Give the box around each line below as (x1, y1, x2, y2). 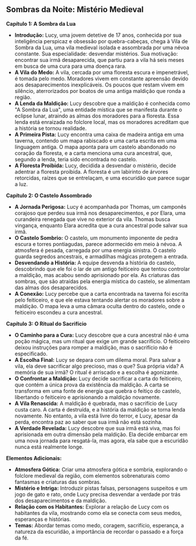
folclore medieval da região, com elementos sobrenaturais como (14, 472, 170, 479)
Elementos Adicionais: (6, 454, 62, 461)
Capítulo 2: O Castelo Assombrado (6, 192, 92, 199)
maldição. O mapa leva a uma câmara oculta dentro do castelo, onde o (14, 302, 185, 309)
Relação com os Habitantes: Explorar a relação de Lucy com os (14, 503, 170, 510)
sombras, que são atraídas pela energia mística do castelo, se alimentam (14, 278, 190, 285)
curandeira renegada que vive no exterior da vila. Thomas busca (14, 216, 171, 223)
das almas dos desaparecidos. (14, 284, 89, 291)
